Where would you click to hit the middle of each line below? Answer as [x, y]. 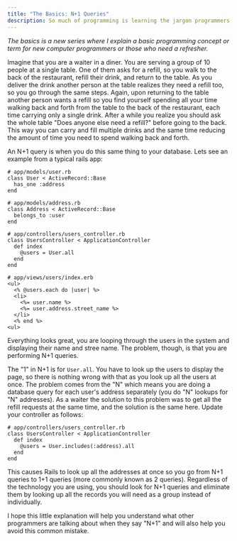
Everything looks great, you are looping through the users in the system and [118, 340]
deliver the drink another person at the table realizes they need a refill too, [116, 84]
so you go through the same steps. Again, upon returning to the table [108, 92]
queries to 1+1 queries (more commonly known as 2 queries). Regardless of [118, 479]
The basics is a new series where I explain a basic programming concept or [118, 40]
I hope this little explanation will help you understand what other [101, 515]
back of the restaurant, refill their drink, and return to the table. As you [110, 77]
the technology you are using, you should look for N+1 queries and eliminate [119, 486]
